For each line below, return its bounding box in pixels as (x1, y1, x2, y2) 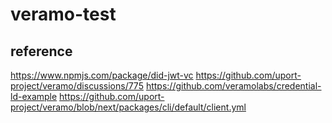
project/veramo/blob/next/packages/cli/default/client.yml (10, 101, 247, 113)
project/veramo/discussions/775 (10, 80, 144, 92)
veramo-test (10, 3, 117, 26)
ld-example (10, 91, 58, 102)
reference (10, 43, 73, 60)
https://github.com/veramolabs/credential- (145, 80, 322, 92)
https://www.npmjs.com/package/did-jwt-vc (10, 69, 194, 81)
